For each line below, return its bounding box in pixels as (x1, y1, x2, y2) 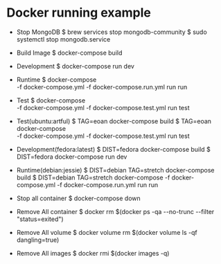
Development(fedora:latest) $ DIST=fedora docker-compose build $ (16, 145, 211, 153)
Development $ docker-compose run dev (16, 62, 134, 70)
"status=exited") (16, 215, 64, 223)
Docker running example (6, 5, 152, 21)
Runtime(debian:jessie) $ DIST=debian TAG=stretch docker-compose (16, 166, 215, 174)
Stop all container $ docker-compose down (16, 194, 141, 202)
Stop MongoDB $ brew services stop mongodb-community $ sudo (16, 28, 207, 36)
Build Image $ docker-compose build (16, 49, 123, 57)
